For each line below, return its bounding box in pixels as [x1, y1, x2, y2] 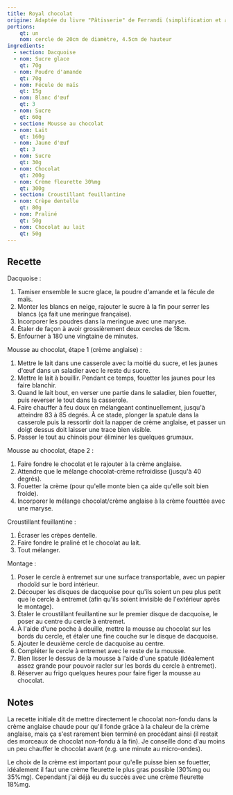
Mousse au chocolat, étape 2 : [7, 447, 94, 455]
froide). [17, 490, 39, 498]
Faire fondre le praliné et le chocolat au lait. [17, 538, 141, 547]
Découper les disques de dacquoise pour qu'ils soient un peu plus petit [17, 588, 221, 596]
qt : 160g [19, 133, 45, 140]
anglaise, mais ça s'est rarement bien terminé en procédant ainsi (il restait [7, 730, 218, 738]
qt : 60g [19, 113, 42, 120]
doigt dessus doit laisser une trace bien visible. [17, 426, 153, 434]
